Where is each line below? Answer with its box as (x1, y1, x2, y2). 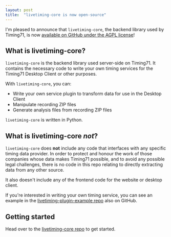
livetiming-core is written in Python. (5, 117, 83, 123)
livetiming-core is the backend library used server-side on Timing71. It (5, 60, 156, 66)
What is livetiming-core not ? (5, 131, 98, 140)
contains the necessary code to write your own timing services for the (5, 65, 154, 72)
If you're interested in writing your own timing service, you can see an (5, 192, 153, 198)
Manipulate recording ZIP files (12, 102, 76, 108)
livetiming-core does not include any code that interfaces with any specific (5, 145, 166, 151)
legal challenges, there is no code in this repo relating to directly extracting (5, 161, 163, 168)
